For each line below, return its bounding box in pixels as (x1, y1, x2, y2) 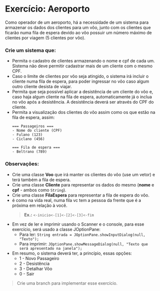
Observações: (5, 161, 39, 168)
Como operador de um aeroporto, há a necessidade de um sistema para (5, 19, 149, 25)
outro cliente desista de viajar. (12, 84, 72, 90)
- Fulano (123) (12, 132, 43, 138)
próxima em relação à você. (12, 202, 68, 208)
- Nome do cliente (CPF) (12, 128, 62, 133)
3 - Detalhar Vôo (19, 265, 52, 272)
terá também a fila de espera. (12, 177, 71, 183)
